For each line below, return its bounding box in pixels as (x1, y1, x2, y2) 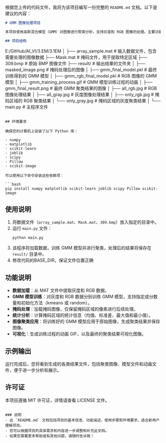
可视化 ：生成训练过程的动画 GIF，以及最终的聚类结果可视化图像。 (12, 331, 147, 337)
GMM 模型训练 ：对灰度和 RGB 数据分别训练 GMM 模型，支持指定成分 (12, 294, 154, 299)
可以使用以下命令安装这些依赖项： (5, 173, 64, 178)
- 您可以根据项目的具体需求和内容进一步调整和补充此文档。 (5, 428, 109, 433)
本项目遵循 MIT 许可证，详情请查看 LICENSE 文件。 (5, 397, 110, 403)
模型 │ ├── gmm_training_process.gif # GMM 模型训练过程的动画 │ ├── (5, 79, 153, 85)
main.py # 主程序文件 (5, 104, 48, 110)
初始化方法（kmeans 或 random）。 (21, 300, 92, 306)
